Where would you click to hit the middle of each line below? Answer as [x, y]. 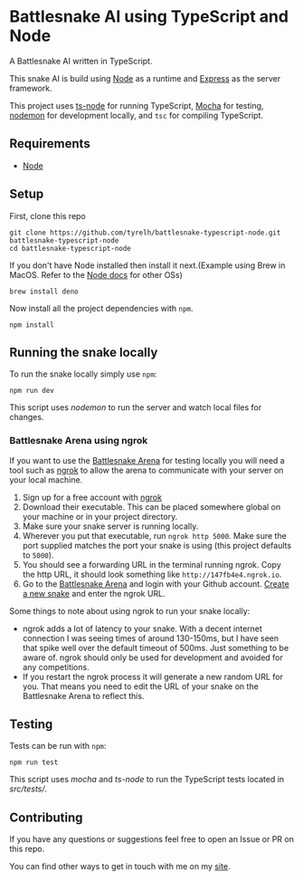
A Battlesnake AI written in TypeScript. [81, 61]
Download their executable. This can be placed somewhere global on [151, 507]
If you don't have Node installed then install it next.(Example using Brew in [147, 265]
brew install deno [44, 292]
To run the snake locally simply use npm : [83, 374]
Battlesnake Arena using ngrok [79, 441]
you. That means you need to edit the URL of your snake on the [141, 686]
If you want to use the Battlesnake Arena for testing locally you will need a [147, 460]
